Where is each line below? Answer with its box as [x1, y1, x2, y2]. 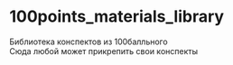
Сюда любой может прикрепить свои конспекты [9, 45, 199, 56]
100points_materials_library [9, 6, 224, 27]
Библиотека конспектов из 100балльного [9, 36, 169, 47]
